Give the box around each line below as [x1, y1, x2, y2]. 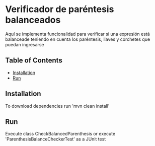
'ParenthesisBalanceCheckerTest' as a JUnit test [5, 136, 106, 142]
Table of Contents [5, 56, 63, 65]
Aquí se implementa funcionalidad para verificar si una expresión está [5, 31, 150, 37]
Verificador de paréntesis [5, 4, 114, 15]
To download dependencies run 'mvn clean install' [5, 103, 110, 109]
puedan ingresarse [5, 41, 44, 47]
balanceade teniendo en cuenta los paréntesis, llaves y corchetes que [5, 36, 150, 42]
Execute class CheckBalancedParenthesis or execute [5, 131, 116, 137]
